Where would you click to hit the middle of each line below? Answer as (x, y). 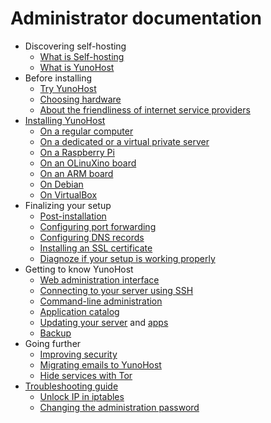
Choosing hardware (80, 99)
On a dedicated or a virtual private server (124, 141)
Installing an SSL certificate (96, 248)
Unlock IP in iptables (82, 396)
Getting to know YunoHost (79, 269)
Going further (53, 343)
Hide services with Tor (86, 375)
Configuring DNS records (92, 237)
